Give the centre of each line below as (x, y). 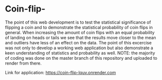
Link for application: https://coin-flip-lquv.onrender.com (60, 72)
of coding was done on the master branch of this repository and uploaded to (81, 58)
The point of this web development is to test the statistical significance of (78, 22)
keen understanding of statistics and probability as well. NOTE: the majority (80, 53)
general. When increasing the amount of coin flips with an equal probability (80, 32)
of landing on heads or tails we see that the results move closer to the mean (81, 38)
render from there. (23, 63)
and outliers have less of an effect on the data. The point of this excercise (78, 42)
